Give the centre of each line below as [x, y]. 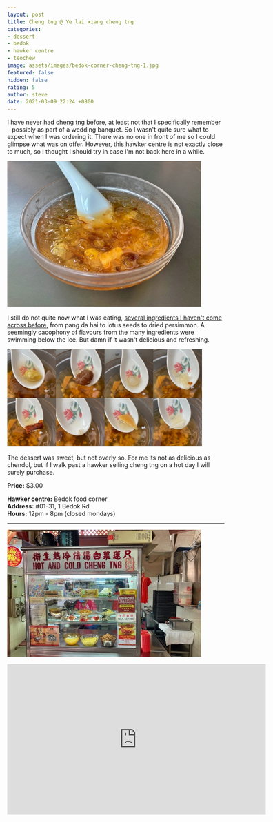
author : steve [28, 94]
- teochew [21, 59]
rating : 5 [21, 87]
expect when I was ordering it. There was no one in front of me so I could [111, 137]
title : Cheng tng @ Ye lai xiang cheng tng [71, 22]
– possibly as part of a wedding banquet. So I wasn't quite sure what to [108, 130]
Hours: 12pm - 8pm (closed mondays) [61, 514]
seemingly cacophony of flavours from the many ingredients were [101, 332]
